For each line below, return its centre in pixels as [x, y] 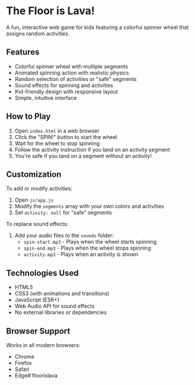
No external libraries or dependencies [61, 312]
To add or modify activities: [39, 189]
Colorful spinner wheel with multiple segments [71, 66]
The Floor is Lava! [51, 11]
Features [23, 52]
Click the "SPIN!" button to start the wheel [66, 137]
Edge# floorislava [36, 376]
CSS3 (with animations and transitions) [62, 293]
